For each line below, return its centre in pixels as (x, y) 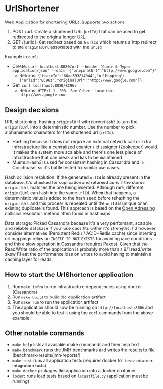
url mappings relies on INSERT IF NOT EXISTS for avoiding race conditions (79, 238)
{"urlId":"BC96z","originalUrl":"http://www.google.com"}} (81, 80)
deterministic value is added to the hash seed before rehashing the (72, 198)
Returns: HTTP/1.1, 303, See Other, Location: (67, 90)
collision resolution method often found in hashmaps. (59, 213)
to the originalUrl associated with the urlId (57, 47)
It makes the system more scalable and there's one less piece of (77, 152)
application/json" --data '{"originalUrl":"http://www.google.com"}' (84, 71)
